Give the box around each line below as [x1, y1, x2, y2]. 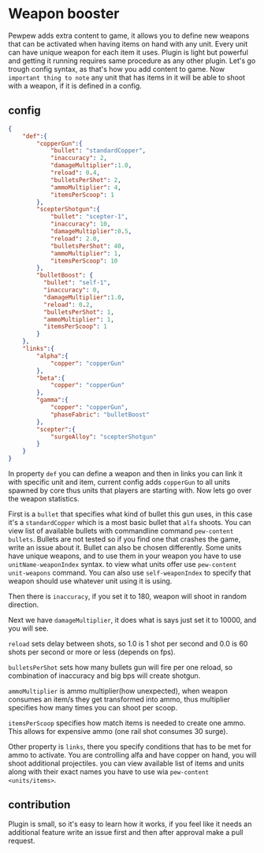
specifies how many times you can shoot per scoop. [8, 703, 178, 712]
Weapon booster [8, 5, 120, 23]
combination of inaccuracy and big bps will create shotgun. [8, 671, 201, 680]
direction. [8, 600, 39, 609]
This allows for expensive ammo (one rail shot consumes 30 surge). [8, 727, 229, 736]
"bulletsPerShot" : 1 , [43, 308, 114, 316]
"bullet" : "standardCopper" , [50, 147, 147, 155]
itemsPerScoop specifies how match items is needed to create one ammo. [8, 718, 246, 728]
